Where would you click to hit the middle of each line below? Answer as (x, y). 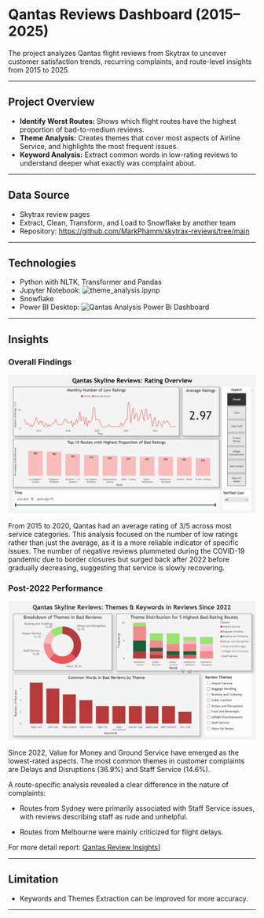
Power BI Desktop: (49, 307)
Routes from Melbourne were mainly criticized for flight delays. (121, 832)
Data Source (39, 195)
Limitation (33, 880)
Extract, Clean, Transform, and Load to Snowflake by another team (128, 222)
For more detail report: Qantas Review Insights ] (84, 847)
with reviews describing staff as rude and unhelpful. (104, 816)
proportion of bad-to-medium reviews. (82, 129)
